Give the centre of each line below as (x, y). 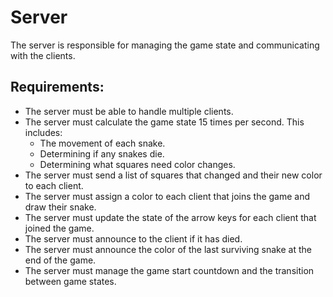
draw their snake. (60, 207)
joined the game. (59, 228)
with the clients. (43, 55)
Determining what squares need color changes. (137, 164)
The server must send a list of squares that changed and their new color (173, 175)
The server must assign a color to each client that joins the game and (167, 196)
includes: (43, 132)
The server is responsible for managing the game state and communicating (165, 45)
